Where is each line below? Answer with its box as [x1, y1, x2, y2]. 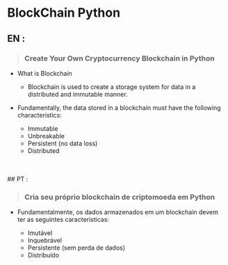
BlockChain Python [7, 5, 120, 21]
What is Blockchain [17, 69, 73, 77]
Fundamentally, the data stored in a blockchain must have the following [17, 103, 221, 112]
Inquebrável [27, 236, 63, 245]
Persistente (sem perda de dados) [27, 243, 126, 252]
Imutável [27, 229, 53, 237]
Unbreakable [27, 131, 65, 140]
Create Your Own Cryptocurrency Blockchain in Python [24, 54, 215, 63]
